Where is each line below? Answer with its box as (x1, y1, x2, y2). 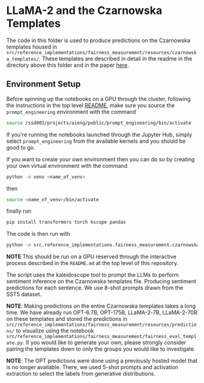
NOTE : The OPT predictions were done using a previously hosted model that (6, 357, 198, 365)
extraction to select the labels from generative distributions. (6, 370, 156, 378)
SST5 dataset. (6, 291, 42, 298)
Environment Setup (6, 79, 81, 89)
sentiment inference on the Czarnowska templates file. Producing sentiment (6, 278, 196, 285)
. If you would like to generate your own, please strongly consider (22, 339, 186, 347)
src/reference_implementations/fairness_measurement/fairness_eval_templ (6, 334, 197, 340)
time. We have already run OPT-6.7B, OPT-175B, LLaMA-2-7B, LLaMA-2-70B (6, 309, 198, 316)
